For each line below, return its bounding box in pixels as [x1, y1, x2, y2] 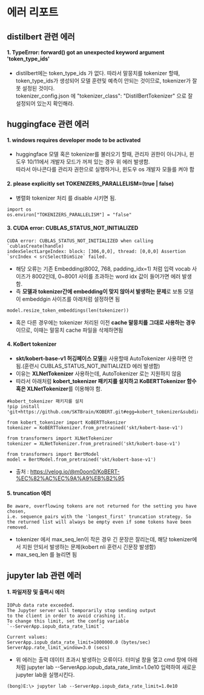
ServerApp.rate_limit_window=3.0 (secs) [7, 644, 111, 651]
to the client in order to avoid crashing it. [7, 613, 127, 619]
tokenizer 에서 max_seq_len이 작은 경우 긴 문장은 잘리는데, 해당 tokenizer [15, 536, 192, 543]
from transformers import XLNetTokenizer [7, 435, 113, 441]
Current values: [7, 634, 48, 640]
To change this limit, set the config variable [7, 618, 130, 624]
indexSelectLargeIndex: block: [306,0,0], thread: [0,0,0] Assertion [7, 248, 186, 254]
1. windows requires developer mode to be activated [7, 136, 141, 143]
